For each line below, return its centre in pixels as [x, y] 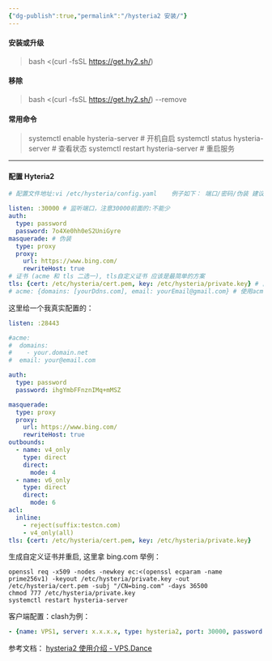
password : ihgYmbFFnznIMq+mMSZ [68, 390]
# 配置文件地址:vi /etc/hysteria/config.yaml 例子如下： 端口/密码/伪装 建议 [136, 194]
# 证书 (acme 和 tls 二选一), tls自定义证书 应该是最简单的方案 [107, 276]
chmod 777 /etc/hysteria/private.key [72, 593]
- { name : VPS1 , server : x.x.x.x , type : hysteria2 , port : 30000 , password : [137, 632]
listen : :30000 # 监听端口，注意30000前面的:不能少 [89, 209]
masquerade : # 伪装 [40, 239]
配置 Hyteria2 [32, 176]
